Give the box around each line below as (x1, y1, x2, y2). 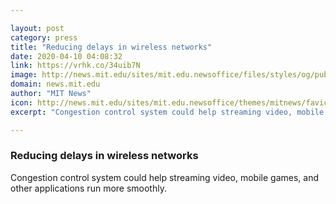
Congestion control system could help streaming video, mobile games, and (10, 171, 320, 183)
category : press (10, 32, 78, 43)
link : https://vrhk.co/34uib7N (10, 61, 141, 71)
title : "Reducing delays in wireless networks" (10, 42, 213, 52)
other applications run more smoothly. (10, 182, 167, 194)
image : (10, 70, 38, 80)
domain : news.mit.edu (10, 79, 101, 90)
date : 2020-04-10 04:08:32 (10, 51, 123, 61)
